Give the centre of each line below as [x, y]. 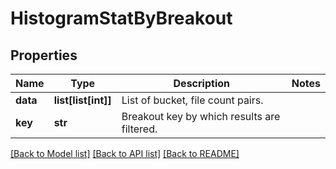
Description [201, 83]
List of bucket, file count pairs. [192, 100]
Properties [44, 55]
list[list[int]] [82, 100]
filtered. [139, 129]
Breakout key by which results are [201, 116]
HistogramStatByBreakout [121, 18]
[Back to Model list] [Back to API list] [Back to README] [125, 153]
